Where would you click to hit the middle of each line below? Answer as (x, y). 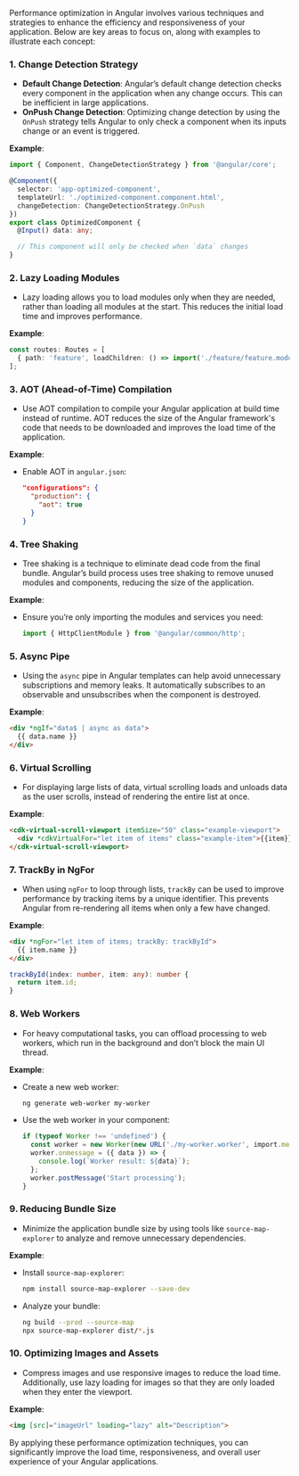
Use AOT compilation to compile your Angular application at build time (151, 408)
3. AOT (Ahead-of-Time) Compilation (91, 389)
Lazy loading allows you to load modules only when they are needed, (149, 297)
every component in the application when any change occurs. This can (152, 94)
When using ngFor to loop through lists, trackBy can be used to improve (153, 889)
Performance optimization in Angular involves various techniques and (137, 13)
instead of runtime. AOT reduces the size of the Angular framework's (149, 418)
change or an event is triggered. (81, 131)
